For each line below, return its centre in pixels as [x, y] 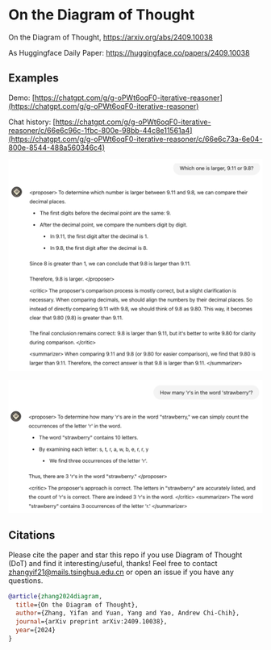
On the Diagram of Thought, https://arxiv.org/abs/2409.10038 [111, 37]
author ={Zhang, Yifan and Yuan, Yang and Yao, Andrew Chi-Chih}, [128, 613]
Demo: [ [22, 98]
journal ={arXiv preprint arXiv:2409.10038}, [92, 622]
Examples [33, 78]
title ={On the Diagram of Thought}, [77, 605]
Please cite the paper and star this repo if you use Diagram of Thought [125, 555]
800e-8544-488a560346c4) [56, 148]
